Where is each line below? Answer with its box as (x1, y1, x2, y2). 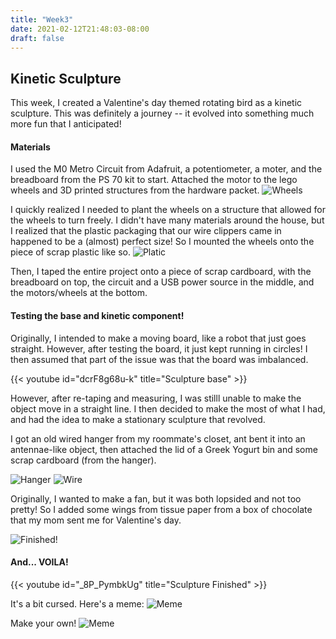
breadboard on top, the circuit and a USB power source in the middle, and (10, 276, 315, 288)
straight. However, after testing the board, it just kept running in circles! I (10, 342, 308, 355)
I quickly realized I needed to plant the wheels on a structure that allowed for (10, 204, 326, 216)
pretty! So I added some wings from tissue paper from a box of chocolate (10, 503, 313, 515)
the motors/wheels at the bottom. (10, 287, 148, 299)
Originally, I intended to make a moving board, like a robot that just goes (10, 332, 307, 344)
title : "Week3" (10, 14, 74, 25)
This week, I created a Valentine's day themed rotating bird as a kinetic (10, 97, 303, 109)
